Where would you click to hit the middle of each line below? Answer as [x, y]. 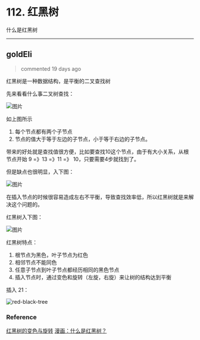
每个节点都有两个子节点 [43, 131]
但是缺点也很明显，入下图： [40, 171]
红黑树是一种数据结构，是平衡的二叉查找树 [58, 81]
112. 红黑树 [32, 12]
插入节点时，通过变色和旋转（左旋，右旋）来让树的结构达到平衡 [93, 277]
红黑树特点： [22, 242]
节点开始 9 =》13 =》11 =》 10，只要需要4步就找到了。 [73, 159]
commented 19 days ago [51, 68]
